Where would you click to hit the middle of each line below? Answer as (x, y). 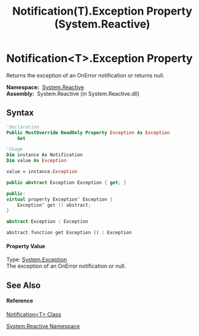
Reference (20, 301)
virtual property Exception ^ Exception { (60, 199)
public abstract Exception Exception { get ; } (66, 182)
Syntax (20, 113)
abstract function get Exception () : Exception (69, 233)
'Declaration (23, 127)
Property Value (26, 246)
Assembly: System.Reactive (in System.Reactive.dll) (73, 93)
